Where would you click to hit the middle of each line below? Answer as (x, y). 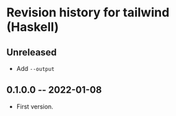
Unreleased (32, 52)
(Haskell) (33, 27)
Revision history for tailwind (88, 13)
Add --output (35, 69)
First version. (35, 106)
